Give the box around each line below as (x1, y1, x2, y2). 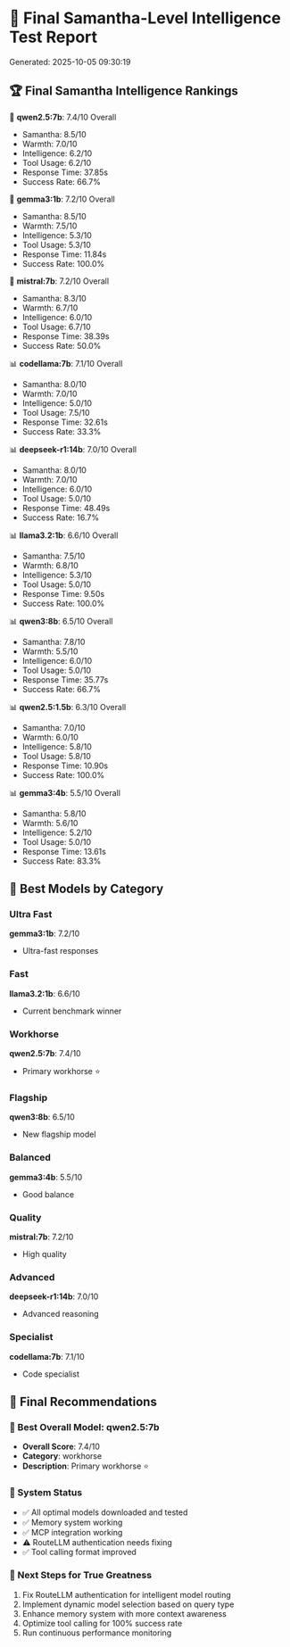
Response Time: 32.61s (21, 417, 109, 427)
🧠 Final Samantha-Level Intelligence (9, 8, 281, 29)
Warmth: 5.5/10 (21, 646, 79, 657)
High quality (21, 1248, 67, 1259)
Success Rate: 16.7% (21, 512, 100, 523)
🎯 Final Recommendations (9, 1394, 158, 1409)
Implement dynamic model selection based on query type (21, 1599, 235, 1610)
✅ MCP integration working (21, 1527, 123, 1537)
